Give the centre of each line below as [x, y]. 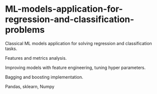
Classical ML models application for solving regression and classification [78, 43]
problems [25, 30]
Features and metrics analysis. [36, 58]
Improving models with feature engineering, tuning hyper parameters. [75, 68]
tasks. [11, 48]
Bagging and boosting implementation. [44, 77]
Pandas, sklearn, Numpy [30, 86]
